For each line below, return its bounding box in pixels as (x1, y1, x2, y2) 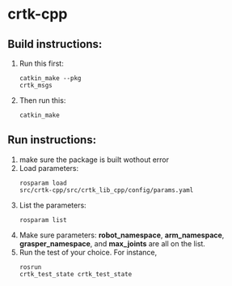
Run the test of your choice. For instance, (19, 247, 158, 257)
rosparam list (19, 216, 67, 224)
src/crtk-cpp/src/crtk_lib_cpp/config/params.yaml (19, 186, 194, 194)
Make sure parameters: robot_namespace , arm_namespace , (19, 230, 225, 240)
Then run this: (19, 96, 66, 105)
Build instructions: (7, 37, 103, 51)
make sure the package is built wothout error (19, 155, 170, 164)
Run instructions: (7, 133, 97, 147)
